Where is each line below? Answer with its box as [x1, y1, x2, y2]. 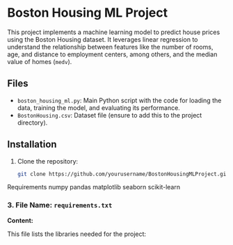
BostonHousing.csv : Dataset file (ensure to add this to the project [17, 111, 202, 119]
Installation [7, 139, 57, 150]
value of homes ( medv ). [7, 57, 72, 65]
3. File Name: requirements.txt [7, 200, 113, 210]
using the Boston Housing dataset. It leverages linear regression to [7, 35, 198, 43]
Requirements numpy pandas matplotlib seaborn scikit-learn [7, 183, 181, 191]
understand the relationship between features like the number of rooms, [7, 42, 214, 51]
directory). [17, 118, 48, 127]
